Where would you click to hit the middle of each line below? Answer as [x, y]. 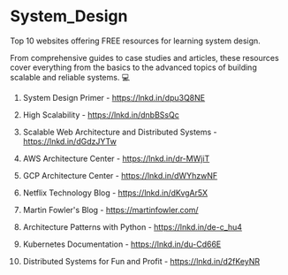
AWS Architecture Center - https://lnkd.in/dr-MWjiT [116, 158]
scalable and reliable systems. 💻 [70, 77]
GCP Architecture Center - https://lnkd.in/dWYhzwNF [120, 175]
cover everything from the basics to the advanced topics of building [133, 67]
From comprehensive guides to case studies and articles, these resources [144, 57]
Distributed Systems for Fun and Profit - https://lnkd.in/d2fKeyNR [141, 261]
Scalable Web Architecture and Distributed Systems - [120, 132]
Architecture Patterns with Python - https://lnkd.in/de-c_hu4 [132, 226]
